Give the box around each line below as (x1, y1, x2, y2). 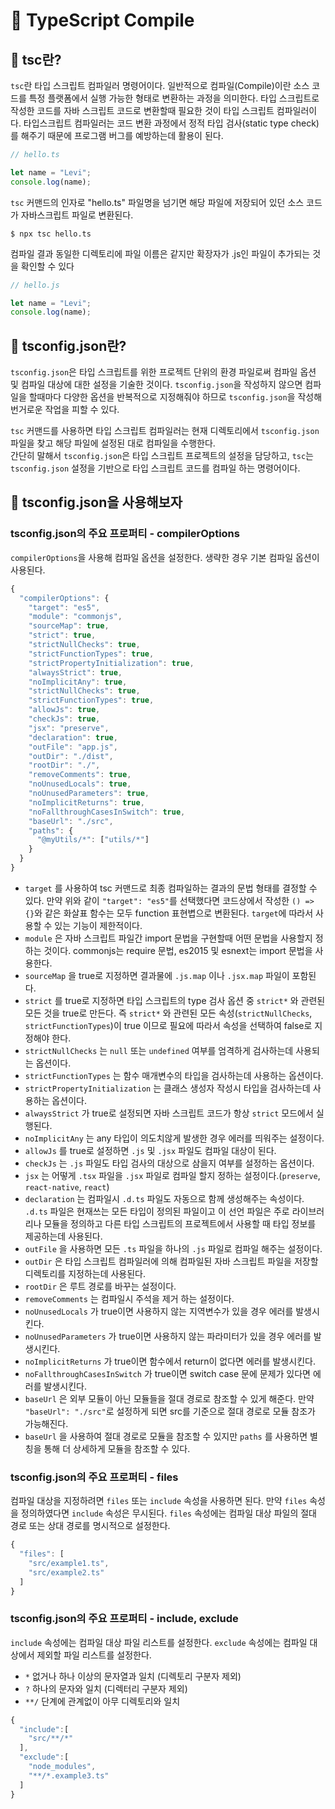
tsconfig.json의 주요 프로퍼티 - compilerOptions (10, 527, 240, 541)
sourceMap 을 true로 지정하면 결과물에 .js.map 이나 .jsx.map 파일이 (24, 969, 290, 981)
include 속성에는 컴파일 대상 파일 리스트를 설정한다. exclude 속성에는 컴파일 (10, 1636, 308, 1648)
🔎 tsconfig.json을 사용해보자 (10, 494, 183, 511)
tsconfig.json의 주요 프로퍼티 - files (10, 1470, 179, 1484)
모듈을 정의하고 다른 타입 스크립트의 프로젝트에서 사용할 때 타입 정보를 (43, 1217, 317, 1229)
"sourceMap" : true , (28, 621, 110, 631)
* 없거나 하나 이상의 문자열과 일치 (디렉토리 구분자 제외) (24, 1670, 242, 1682)
